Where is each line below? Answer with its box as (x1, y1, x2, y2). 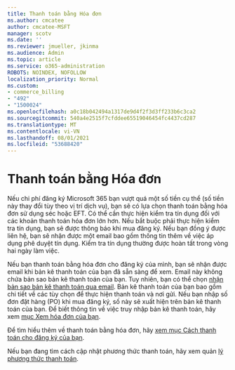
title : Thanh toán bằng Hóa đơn (7, 10, 102, 18)
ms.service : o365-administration (7, 62, 105, 70)
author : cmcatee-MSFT (7, 23, 71, 30)
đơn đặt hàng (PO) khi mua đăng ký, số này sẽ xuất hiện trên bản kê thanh (7, 298, 222, 306)
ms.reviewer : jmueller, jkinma (7, 43, 99, 50)
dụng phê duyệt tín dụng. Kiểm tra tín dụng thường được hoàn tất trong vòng (7, 239, 229, 248)
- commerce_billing (7, 88, 65, 95)
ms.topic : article (7, 56, 61, 63)
